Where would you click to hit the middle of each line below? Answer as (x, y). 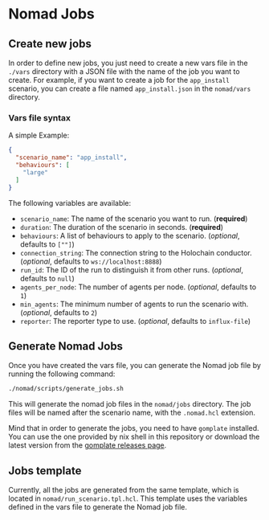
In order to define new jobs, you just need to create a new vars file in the (128, 63)
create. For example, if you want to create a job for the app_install (119, 80)
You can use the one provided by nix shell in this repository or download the (134, 437)
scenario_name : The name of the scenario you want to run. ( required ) (134, 219)
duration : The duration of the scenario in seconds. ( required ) (121, 227)
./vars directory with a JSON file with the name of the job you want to (124, 72)
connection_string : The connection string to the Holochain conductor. (136, 252)
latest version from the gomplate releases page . (88, 445)
